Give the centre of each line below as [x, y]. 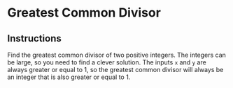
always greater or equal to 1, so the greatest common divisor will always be [115, 70]
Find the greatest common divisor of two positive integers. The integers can [116, 55]
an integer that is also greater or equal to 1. [69, 77]
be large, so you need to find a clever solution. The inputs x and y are [107, 62]
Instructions [34, 38]
